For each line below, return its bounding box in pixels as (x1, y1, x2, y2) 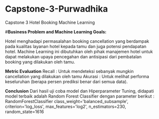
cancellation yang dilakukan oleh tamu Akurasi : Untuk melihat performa (5, 73, 149, 79)
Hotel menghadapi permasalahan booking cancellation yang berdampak (5, 38, 149, 44)
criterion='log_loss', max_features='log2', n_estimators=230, (5, 103, 126, 109)
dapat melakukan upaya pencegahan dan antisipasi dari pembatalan (5, 53, 142, 59)
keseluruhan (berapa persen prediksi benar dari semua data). (5, 79, 128, 85)
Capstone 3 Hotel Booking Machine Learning (5, 19, 95, 25)
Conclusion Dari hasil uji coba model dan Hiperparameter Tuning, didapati (5, 88, 154, 94)
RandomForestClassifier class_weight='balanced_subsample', (5, 98, 129, 104)
